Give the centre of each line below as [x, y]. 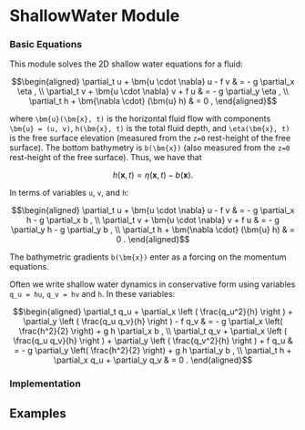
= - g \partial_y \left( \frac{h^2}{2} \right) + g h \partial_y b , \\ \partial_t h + [153, 351]
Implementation [46, 384]
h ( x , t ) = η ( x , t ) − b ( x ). [153, 175]
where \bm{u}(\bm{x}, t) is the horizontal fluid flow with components [140, 118]
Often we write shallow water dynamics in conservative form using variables [152, 284]
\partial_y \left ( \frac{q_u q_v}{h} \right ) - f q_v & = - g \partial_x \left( [153, 322]
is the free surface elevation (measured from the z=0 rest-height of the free [150, 138]
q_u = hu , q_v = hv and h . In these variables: [92, 294]
